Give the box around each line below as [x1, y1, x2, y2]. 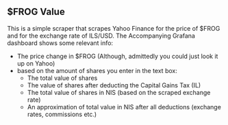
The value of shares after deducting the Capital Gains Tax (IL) [27, 81, 201, 89]
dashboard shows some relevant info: [7, 38, 114, 47]
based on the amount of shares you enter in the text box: [16, 66, 178, 74]
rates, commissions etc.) [27, 110, 97, 118]
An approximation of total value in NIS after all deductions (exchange [27, 102, 221, 111]
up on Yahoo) [16, 59, 55, 68]
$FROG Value [7, 6, 65, 18]
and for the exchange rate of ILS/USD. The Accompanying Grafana [7, 31, 195, 40]
